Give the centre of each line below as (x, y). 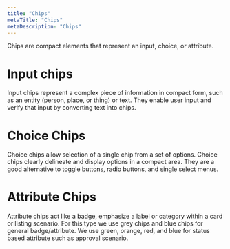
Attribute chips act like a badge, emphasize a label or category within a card (115, 216)
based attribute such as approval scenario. (68, 238)
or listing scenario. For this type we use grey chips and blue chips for (105, 223)
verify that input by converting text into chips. (72, 108)
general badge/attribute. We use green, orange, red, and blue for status (108, 231)
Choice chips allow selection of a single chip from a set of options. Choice (113, 155)
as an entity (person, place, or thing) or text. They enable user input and (109, 100)
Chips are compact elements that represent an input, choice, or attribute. (111, 46)
